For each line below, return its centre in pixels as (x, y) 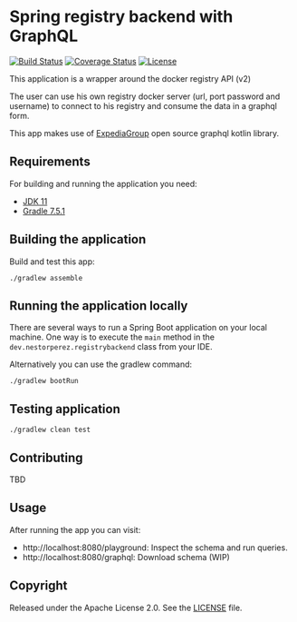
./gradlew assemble (46, 278)
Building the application (78, 239)
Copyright (38, 586)
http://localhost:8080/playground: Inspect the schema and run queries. (155, 548)
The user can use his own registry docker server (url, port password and (145, 96)
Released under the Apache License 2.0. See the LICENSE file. (126, 607)
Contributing (46, 457)
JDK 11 (35, 201)
